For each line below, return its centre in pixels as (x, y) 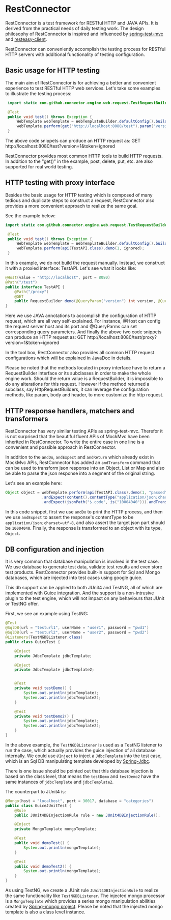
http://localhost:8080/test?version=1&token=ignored (60, 146)
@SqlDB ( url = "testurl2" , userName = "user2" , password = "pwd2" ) (77, 632)
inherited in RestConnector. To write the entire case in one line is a (75, 442)
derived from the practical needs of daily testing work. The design (75, 28)
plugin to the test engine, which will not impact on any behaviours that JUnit (85, 598)
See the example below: (31, 215)
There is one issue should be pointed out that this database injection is (79, 771)
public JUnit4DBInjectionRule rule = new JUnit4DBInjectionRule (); (87, 815)
